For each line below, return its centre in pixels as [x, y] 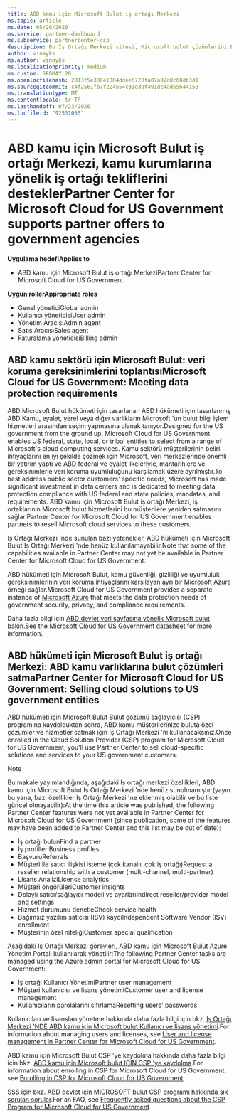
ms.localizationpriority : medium [57, 67]
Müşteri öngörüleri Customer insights [71, 887]
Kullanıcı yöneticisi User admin [62, 315]
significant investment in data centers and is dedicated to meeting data [111, 486]
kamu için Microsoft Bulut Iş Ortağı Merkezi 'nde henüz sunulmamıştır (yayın [119, 790]
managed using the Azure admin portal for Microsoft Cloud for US [104, 962]
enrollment [33, 925]
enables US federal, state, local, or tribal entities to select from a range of [115, 441]
